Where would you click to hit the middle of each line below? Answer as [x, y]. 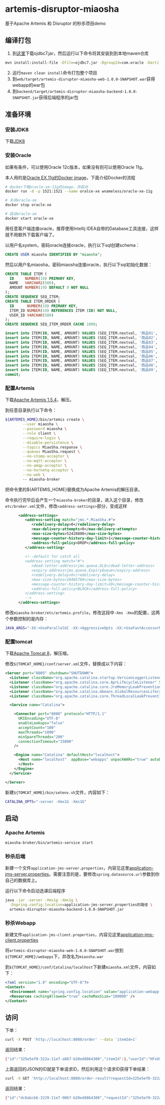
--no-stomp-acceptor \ [46, 457]
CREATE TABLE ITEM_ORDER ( [33, 301]
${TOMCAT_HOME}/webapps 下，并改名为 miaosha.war [55, 956]
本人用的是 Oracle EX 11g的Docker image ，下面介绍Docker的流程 [70, 177]
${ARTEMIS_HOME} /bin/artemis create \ [45, 420]
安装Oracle [18, 155]
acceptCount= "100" [37, 727]
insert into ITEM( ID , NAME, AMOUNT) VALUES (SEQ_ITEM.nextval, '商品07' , [82, 361]
